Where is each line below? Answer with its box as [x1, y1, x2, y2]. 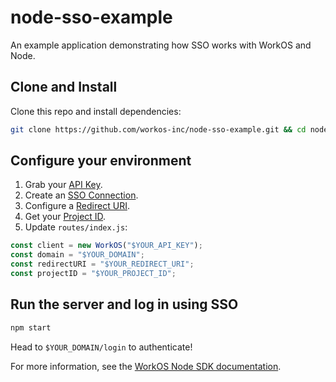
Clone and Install [10, 79, 118, 96]
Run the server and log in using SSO [10, 296, 239, 313]
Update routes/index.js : [24, 221, 128, 233]
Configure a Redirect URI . [24, 200, 130, 212]
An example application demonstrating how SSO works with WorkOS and [10, 39, 312, 51]
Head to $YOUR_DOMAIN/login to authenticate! [10, 341, 193, 353]
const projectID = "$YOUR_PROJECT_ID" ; [10, 269, 177, 279]
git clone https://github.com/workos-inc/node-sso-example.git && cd [10, 124, 307, 135]
